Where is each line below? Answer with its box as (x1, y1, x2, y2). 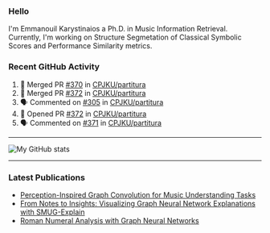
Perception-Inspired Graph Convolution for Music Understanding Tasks (19, 189, 256, 199)
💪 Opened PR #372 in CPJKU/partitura (19, 109, 147, 119)
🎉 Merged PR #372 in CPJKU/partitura (19, 88, 146, 98)
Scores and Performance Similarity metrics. (8, 41, 153, 51)
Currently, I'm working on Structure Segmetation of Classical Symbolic (8, 32, 243, 42)
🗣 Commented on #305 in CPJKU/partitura (19, 97, 164, 106)
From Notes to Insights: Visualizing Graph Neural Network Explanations (19, 198, 256, 208)
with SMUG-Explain (19, 207, 85, 217)
